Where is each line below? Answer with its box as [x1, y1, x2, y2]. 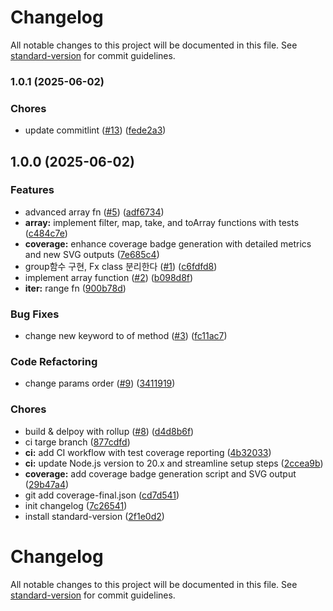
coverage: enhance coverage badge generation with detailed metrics [24, 237, 312, 250]
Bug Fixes [10, 307, 60, 321]
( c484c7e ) [24, 227, 68, 239]
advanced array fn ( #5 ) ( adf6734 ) [24, 206, 165, 218]
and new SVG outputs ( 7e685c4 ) [24, 248, 160, 260]
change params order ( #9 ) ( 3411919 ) [24, 377, 176, 390]
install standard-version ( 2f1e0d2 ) [24, 510, 165, 522]
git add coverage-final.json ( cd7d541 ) [24, 489, 180, 501]
